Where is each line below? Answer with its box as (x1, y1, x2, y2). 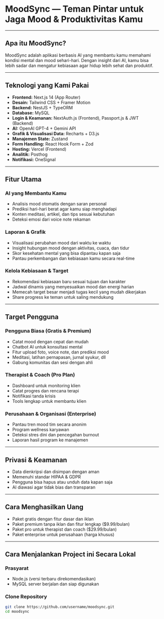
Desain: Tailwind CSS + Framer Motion (12, 99, 91, 105)
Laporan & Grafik (5, 228, 46, 235)
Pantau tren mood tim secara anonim (12, 421, 87, 428)
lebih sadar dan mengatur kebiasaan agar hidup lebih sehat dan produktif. (5, 62, 154, 68)
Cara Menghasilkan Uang (5, 503, 84, 511)
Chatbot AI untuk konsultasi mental (12, 344, 83, 350)
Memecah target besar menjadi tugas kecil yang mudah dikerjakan (12, 289, 146, 295)
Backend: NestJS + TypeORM (12, 104, 73, 110)
